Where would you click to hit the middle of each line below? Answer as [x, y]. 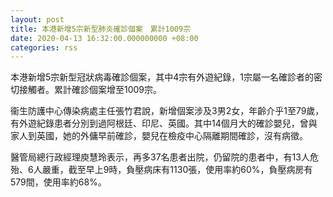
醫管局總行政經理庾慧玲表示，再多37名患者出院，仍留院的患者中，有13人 [160, 157]
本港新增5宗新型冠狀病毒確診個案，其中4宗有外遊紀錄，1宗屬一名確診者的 [162, 77]
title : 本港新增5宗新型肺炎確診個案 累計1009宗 [101, 29]
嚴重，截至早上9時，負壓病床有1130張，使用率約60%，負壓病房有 [177, 170]
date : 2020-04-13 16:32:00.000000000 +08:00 [104, 38]
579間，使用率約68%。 [58, 182]
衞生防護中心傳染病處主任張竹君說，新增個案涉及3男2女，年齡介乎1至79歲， [167, 111]
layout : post [37, 19]
